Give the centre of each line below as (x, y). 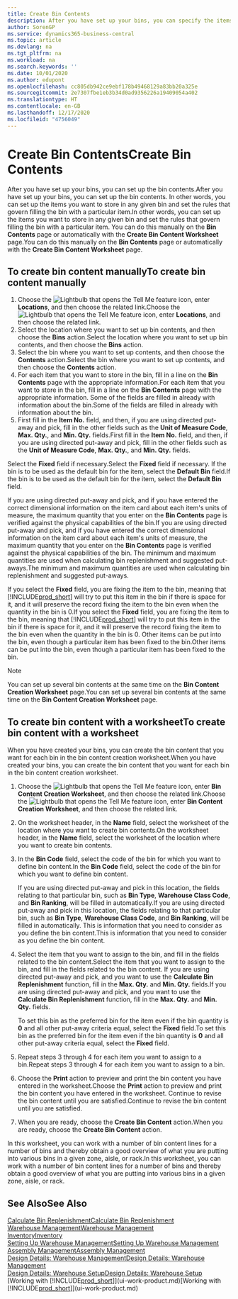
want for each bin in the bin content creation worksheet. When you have (112, 758)
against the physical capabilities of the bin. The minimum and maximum (112, 553)
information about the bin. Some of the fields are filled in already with (118, 405)
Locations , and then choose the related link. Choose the (99, 307)
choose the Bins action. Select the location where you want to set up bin (123, 337)
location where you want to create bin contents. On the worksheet (113, 831)
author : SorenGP (31, 27)
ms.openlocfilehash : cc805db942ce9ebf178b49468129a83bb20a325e (103, 86)
